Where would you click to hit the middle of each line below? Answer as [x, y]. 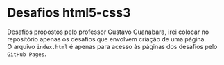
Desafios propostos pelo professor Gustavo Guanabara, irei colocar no [108, 32]
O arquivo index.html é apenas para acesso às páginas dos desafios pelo [112, 46]
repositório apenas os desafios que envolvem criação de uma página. [107, 39]
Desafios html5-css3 [69, 13]
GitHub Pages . [27, 54]
